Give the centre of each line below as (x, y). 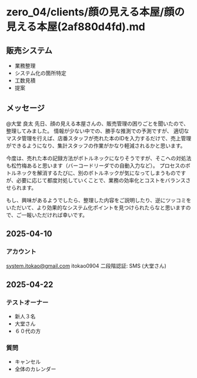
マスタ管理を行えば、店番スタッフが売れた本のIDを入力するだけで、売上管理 (99, 138)
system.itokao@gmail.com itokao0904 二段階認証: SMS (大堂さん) (86, 265)
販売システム (29, 50)
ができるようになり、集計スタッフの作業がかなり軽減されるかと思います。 (96, 146)
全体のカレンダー (35, 369)
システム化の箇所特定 (40, 73)
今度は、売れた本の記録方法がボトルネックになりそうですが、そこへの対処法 (99, 158)
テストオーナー (27, 303)
